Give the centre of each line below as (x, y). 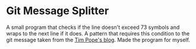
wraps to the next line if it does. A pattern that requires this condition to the (98, 33)
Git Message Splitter (58, 11)
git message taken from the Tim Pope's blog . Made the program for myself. (98, 40)
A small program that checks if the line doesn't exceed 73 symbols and (93, 27)
